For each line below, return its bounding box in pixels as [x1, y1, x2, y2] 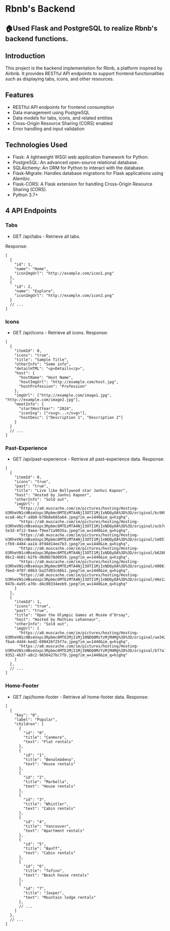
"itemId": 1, [14, 599, 42, 605]
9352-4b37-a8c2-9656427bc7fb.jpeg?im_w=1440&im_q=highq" [5, 653, 128, 658]
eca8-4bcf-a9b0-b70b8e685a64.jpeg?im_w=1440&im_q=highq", [5, 515, 130, 520]
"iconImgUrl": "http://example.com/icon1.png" [14, 270, 114, 276]
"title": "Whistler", [23, 801, 69, 806]
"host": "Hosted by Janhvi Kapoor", [14, 492, 92, 498]
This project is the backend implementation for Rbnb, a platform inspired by [5, 65, 163, 71]
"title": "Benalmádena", [23, 757, 76, 762]
